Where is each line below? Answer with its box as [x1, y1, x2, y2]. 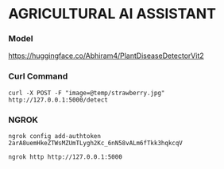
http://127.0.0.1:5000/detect [8, 96, 109, 104]
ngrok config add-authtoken [8, 133, 102, 140]
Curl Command [8, 71, 68, 82]
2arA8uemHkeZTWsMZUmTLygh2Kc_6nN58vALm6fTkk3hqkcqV [8, 140, 183, 148]
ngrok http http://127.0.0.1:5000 [8, 153, 123, 161]
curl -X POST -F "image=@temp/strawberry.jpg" [8, 89, 165, 97]
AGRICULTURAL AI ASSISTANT [8, 5, 217, 23]
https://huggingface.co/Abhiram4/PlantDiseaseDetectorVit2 [8, 51, 204, 60]
